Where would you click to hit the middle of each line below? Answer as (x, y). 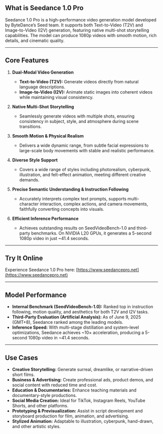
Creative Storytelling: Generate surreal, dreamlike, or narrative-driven (82, 370)
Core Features (27, 60)
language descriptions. (42, 87)
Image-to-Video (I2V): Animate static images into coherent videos (86, 92)
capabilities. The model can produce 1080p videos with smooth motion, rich (81, 35)
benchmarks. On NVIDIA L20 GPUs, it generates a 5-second (91, 233)
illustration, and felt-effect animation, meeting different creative (82, 175)
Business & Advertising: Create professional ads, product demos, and (83, 380)
